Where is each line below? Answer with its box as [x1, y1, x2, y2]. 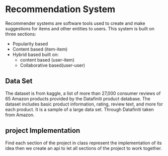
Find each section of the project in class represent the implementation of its [5, 140, 162, 146]
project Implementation [5, 126, 80, 135]
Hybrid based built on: [12, 51, 59, 58]
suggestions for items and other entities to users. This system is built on [5, 25, 154, 31]
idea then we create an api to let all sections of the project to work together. [5, 145, 162, 151]
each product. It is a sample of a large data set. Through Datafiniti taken [5, 106, 154, 112]
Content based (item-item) [12, 46, 68, 52]
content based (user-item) [20, 57, 74, 63]
